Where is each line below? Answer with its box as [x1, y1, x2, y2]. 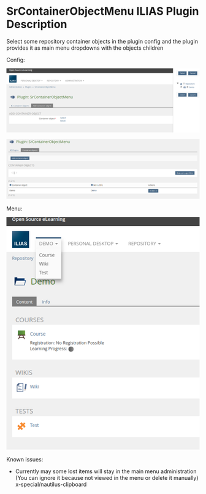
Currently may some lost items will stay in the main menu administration [15, 468, 197, 475]
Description [6, 17, 67, 31]
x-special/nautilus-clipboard [15, 480, 87, 488]
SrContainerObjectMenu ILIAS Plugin [6, 4, 199, 18]
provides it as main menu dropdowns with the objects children [6, 44, 164, 52]
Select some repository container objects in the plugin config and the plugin [6, 37, 198, 45]
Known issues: [6, 456, 44, 463]
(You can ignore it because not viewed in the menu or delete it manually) [15, 474, 199, 482]
